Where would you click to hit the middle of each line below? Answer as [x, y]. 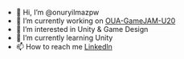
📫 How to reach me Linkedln [64, 47]
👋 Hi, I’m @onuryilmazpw [57, 12]
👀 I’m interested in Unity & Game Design [82, 29]
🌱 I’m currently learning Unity [64, 37]
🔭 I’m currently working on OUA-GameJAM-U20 [96, 21]
